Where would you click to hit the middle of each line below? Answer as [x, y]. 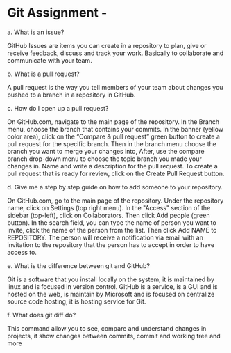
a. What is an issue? [36, 32]
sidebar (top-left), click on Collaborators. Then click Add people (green [109, 215]
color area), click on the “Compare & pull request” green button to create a [114, 136]
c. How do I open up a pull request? [58, 108]
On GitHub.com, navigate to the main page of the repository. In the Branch [113, 121]
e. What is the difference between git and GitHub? [79, 265]
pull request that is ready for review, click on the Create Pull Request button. [116, 173]
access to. [22, 252]
